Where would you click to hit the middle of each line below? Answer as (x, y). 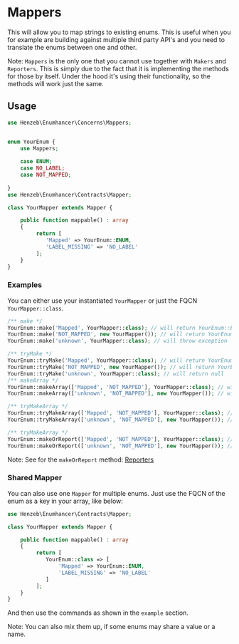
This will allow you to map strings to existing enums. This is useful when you (119, 32)
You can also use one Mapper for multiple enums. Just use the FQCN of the (116, 493)
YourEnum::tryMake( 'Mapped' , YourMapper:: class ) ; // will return (106, 360)
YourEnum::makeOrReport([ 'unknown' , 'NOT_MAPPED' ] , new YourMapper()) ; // (121, 446)
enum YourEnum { (31, 142)
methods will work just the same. (56, 83)
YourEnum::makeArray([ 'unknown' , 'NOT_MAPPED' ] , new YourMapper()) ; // (116, 394)
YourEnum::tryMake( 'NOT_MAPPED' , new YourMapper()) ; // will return (111, 367)
